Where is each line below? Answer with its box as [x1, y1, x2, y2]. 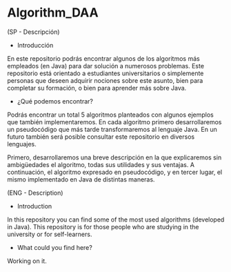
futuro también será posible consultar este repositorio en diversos [7, 133, 195, 141]
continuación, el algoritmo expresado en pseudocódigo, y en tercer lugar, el [7, 168, 223, 176]
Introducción [17, 41, 54, 49]
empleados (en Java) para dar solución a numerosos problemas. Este [7, 61, 205, 70]
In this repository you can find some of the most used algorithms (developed [7, 215, 225, 224]
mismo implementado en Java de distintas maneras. [7, 175, 155, 184]
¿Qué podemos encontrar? [17, 97, 93, 105]
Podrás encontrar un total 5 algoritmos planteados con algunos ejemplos [7, 110, 214, 119]
